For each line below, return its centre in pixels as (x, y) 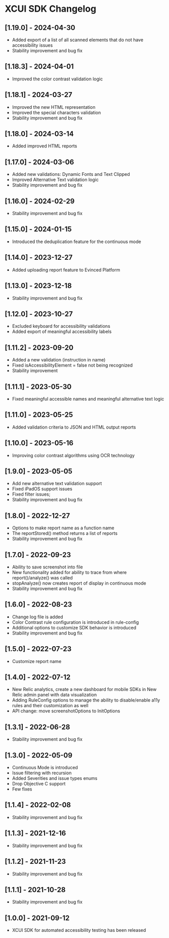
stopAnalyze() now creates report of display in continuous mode (79, 583)
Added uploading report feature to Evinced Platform (66, 269)
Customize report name (37, 661)
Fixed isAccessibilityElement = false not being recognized (72, 365)
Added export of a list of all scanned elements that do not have (78, 40)
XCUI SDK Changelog (51, 9)
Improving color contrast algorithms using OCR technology (73, 455)
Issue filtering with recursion (42, 773)
